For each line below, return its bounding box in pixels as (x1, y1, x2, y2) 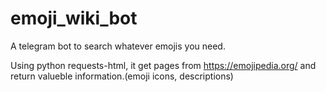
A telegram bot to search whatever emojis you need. (10, 40, 226, 52)
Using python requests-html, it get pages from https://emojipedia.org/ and (10, 59, 317, 71)
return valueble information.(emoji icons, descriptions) (10, 70, 234, 82)
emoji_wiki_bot (10, 7, 138, 30)
